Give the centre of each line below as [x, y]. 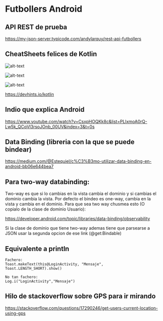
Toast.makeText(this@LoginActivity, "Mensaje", [54, 264]
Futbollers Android [44, 9]
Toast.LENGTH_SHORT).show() [34, 269]
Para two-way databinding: [47, 182]
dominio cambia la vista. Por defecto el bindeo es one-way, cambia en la [78, 199]
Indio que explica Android [45, 110]
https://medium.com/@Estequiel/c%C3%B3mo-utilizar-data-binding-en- [78, 161]
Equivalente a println [37, 248]
